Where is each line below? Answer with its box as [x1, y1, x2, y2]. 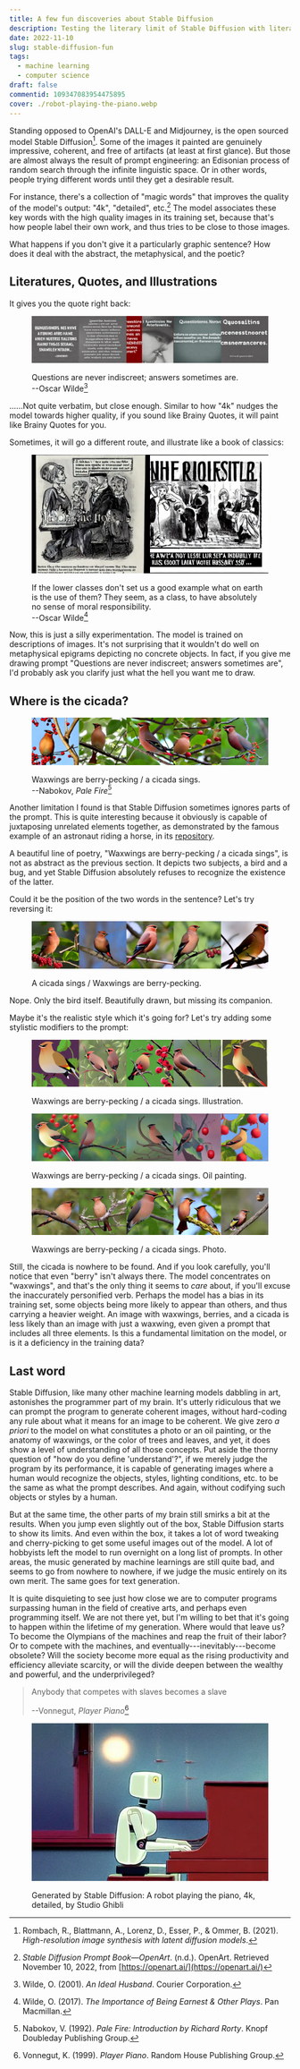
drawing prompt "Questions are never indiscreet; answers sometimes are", [9, 658, 284, 668]
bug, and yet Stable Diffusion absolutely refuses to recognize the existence [9, 867, 286, 878]
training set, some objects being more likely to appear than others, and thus [9, 1299, 287, 1310]
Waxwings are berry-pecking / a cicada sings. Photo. [31, 1244, 227, 1255]
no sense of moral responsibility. [31, 600, 152, 612]
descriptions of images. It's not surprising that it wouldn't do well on [9, 639, 260, 650]
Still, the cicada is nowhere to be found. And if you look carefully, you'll [9, 1262, 271, 1273]
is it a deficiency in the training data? [9, 1338, 145, 1349]
